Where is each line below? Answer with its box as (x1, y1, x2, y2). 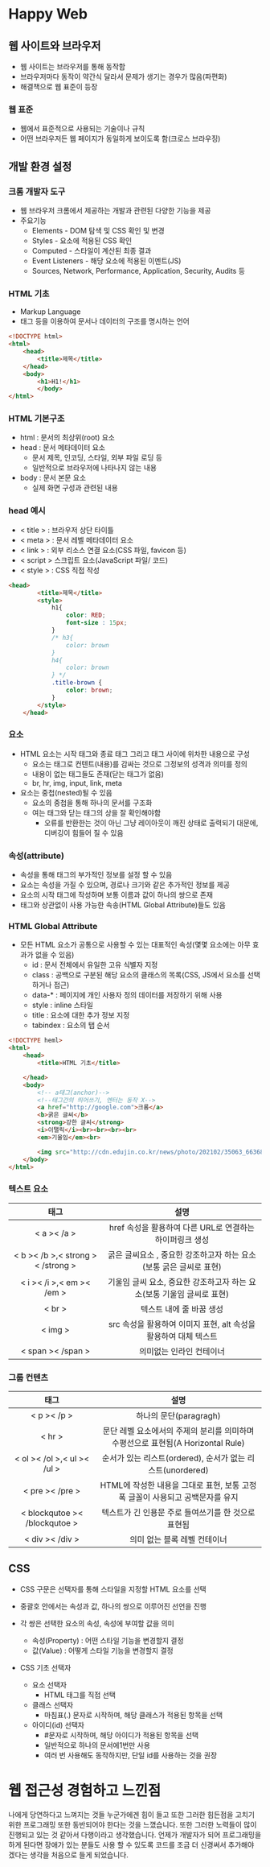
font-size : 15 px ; (65, 619, 128, 627)
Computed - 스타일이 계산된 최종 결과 (31, 246, 152, 255)
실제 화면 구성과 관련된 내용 (31, 483, 118, 493)
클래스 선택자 (31, 1700, 74, 1709)
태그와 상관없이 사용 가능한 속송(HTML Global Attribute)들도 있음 (19, 900, 227, 910)
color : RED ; (65, 611, 106, 620)
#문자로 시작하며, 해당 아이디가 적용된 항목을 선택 (43, 1730, 199, 1740)
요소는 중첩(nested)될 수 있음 (19, 787, 112, 797)
